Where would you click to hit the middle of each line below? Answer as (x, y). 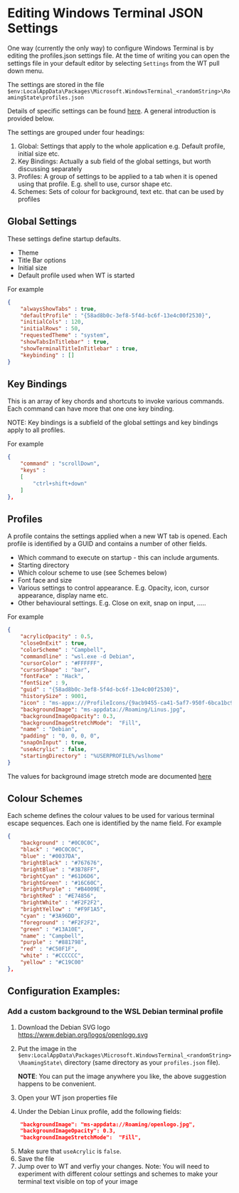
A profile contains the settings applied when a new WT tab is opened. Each (117, 536)
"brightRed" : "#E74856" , (59, 896)
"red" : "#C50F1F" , (49, 949)
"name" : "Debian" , (49, 729)
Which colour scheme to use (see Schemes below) (92, 573)
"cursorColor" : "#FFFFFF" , (62, 663)
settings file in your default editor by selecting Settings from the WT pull (113, 63)
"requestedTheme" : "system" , (65, 336)
